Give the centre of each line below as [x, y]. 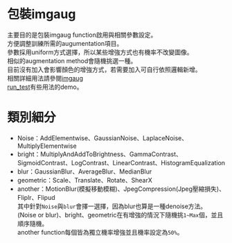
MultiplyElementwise [47, 146]
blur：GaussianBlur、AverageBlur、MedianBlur [84, 171]
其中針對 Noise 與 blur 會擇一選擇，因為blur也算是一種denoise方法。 [112, 206]
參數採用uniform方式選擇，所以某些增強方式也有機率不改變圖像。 [100, 52]
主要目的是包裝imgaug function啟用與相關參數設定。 [82, 35]
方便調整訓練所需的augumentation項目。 [65, 43]
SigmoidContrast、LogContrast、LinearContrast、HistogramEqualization [121, 162]
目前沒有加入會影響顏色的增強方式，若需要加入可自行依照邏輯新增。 [104, 69]
